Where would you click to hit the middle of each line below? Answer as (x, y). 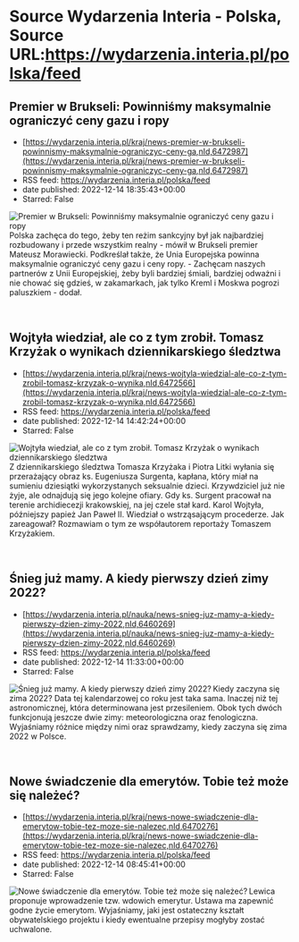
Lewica (262, 891)
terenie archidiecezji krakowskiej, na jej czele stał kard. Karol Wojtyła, (137, 505)
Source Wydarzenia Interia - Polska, (145, 17)
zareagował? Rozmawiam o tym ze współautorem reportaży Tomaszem (141, 523)
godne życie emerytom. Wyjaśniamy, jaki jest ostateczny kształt (127, 911)
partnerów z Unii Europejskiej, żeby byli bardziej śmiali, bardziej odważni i (145, 273)
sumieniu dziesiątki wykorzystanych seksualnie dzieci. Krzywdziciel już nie (147, 486)
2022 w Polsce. (38, 736)
